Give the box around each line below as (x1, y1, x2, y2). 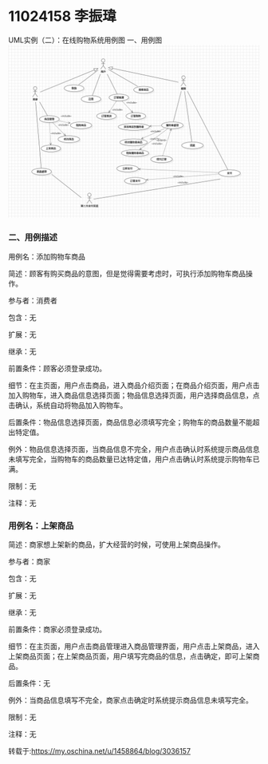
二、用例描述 (8, 232, 58, 243)
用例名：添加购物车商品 (8, 251, 85, 261)
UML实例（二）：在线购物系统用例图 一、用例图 (8, 35, 162, 45)
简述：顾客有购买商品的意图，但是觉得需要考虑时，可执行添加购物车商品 (8, 268, 246, 278)
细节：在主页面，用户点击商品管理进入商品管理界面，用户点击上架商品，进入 (8, 642, 260, 651)
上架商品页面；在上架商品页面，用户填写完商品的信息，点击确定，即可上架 (8, 651, 253, 661)
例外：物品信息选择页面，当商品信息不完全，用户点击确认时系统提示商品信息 (8, 444, 260, 453)
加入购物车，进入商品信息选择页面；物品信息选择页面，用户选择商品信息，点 (8, 390, 260, 400)
